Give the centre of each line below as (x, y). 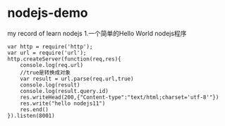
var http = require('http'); (50, 46)
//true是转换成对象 (45, 73)
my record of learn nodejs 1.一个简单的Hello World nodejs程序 (97, 33)
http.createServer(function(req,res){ (64, 59)
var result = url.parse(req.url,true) (77, 79)
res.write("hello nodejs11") (63, 103)
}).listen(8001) (31, 115)
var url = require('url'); (47, 53)
